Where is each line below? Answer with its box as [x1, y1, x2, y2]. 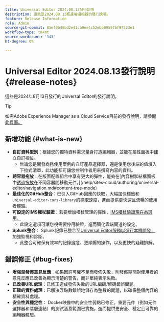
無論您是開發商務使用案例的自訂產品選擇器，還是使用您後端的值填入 [19, 161, 157, 167]
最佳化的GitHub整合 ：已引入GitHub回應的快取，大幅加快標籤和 [12, 191, 140, 196]
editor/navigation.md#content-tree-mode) [12, 185, 97, 191]
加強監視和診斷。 [12, 233, 47, 239]
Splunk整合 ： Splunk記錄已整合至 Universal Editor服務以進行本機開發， [12, 227, 156, 233]
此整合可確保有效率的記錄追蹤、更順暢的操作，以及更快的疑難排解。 [19, 239, 157, 245]
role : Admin [5, 21, 29, 26]
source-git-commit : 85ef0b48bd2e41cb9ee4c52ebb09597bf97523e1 [5, 25, 135, 30]
